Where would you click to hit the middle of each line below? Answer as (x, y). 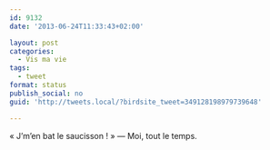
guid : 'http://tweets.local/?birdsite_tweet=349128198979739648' (135, 102)
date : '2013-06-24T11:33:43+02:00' (77, 26)
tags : (20, 68)
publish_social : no (46, 93)
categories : (32, 51)
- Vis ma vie (42, 60)
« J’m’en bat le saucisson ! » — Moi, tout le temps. (103, 135)
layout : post (34, 43)
